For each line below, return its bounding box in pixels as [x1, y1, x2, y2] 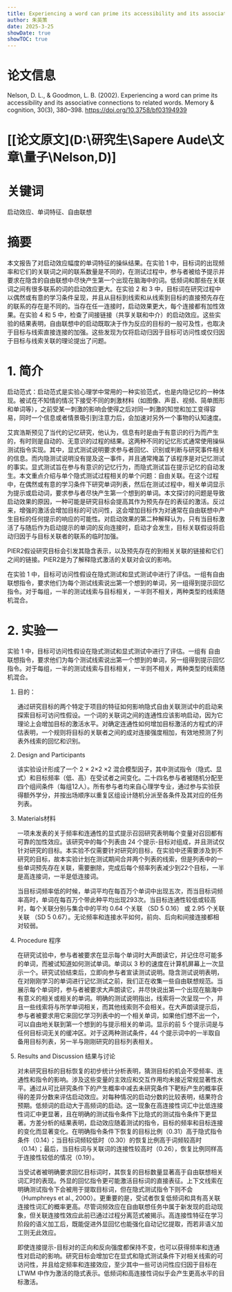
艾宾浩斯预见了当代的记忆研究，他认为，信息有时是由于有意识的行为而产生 [7, 428, 219, 436]
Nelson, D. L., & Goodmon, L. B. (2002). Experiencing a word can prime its [7, 91, 218, 100]
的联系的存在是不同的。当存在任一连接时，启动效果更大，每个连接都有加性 [7, 302, 219, 311]
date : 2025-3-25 [7, 23, 54, 30]
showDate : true [7, 29, 51, 37]
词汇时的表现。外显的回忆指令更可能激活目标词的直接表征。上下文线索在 [17, 1176, 223, 1185]
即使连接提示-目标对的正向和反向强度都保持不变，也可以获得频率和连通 [17, 1243, 220, 1251]
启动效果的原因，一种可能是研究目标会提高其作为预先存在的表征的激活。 [7, 497, 213, 506]
